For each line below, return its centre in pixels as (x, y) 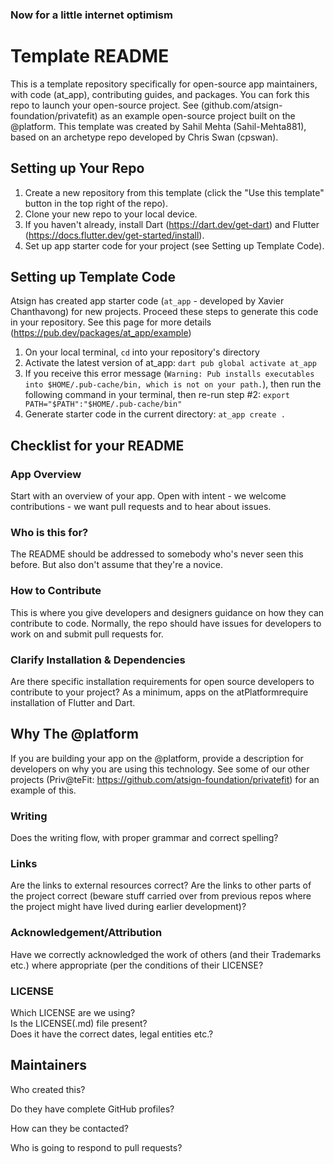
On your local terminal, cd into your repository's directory (142, 352)
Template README (90, 56)
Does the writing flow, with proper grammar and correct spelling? (144, 838)
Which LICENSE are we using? (73, 1013)
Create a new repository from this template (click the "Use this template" (174, 192)
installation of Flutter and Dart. (73, 703)
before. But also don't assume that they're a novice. (117, 565)
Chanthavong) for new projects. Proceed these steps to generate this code (164, 312)
